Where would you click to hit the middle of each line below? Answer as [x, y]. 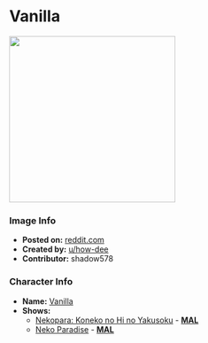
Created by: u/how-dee [65, 249]
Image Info [32, 221]
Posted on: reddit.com [63, 240]
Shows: [36, 310]
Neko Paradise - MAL [75, 329]
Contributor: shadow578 [67, 259]
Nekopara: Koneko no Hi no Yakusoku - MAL [117, 320]
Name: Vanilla [47, 301]
